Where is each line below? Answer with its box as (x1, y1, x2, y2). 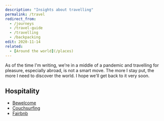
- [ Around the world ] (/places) (9, 48, 74, 53)
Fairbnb (12, 111, 28, 117)
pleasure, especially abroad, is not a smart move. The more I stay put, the (5, 67, 154, 73)
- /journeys (9, 21, 34, 26)
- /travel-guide (9, 26, 43, 31)
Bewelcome (12, 100, 36, 106)
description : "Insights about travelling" (5, 7, 94, 12)
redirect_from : (5, 16, 36, 21)
